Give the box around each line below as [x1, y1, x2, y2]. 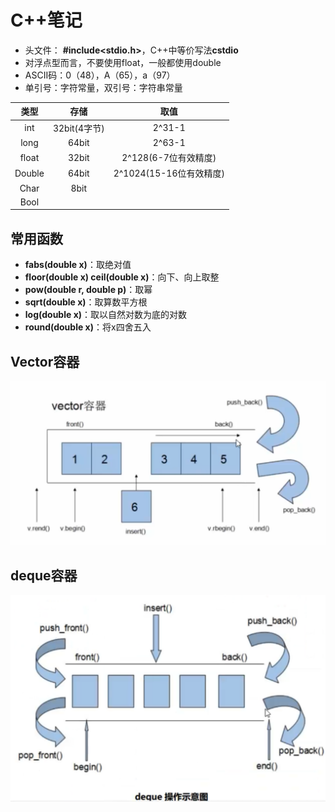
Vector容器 [10, 353, 80, 370]
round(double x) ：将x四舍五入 [24, 321, 152, 333]
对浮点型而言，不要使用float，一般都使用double [24, 56, 222, 68]
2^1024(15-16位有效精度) [113, 167, 225, 180]
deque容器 [10, 567, 78, 584]
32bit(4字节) [52, 122, 105, 134]
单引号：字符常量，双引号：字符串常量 [24, 81, 183, 93]
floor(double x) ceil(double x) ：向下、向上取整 [24, 271, 220, 283]
